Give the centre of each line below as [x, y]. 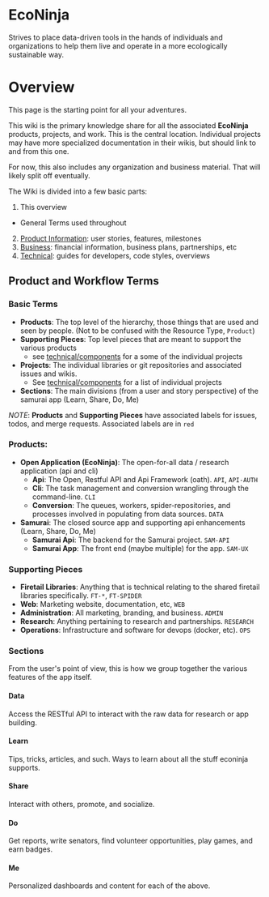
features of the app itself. [50, 677]
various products [48, 348]
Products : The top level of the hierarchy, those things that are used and [139, 322]
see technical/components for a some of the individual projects [137, 356]
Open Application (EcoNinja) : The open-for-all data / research [124, 462]
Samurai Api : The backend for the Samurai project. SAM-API [131, 540]
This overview [43, 207]
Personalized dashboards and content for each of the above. [109, 886]
